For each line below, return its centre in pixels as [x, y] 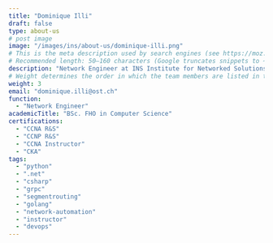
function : [25, 99]
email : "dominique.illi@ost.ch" [63, 91]
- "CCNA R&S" [38, 129]
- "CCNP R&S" [38, 136]
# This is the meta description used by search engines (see [114, 53]
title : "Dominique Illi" [50, 16]
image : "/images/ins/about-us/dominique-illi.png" [96, 46]
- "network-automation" [56, 211]
